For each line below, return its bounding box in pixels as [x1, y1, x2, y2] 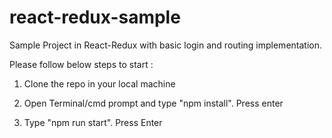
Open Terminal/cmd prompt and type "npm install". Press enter [23, 97, 284, 109]
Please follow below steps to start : [9, 58, 154, 70]
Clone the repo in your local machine [23, 77, 176, 90]
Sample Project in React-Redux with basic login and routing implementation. [9, 39, 322, 51]
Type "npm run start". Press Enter [23, 116, 163, 128]
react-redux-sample [9, 6, 181, 29]
